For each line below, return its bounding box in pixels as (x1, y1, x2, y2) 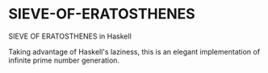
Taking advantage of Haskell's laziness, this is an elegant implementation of (8, 47, 261, 56)
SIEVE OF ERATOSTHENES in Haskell (8, 31, 132, 41)
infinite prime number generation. (8, 55, 119, 65)
